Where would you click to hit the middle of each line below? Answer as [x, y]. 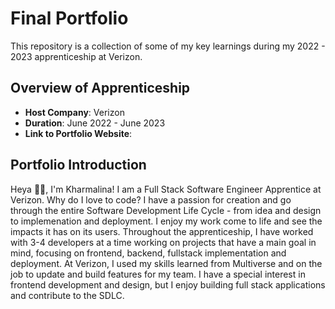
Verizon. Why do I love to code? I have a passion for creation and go [151, 199]
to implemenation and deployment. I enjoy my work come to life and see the [166, 221]
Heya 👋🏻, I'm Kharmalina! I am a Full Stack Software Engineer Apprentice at [166, 189]
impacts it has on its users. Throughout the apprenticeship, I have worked [162, 231]
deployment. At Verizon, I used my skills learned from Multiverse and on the [166, 263]
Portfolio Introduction [78, 165]
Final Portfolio [69, 18]
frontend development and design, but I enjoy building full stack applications [168, 284]
